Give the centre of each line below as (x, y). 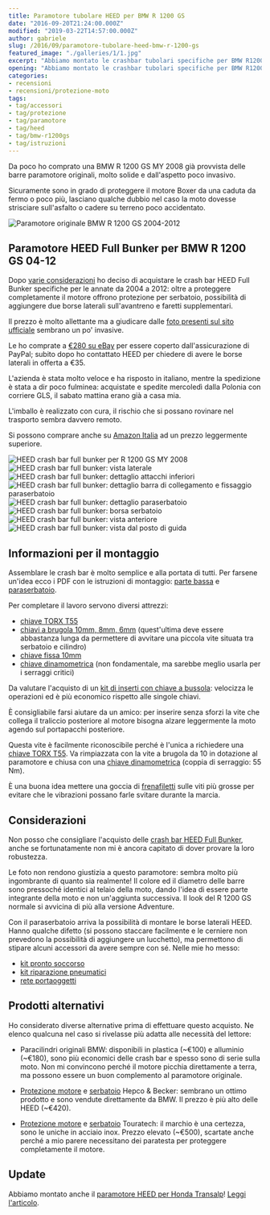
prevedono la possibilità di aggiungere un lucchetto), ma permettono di (126, 939)
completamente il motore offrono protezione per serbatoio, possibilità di (127, 297)
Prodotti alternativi (56, 1006)
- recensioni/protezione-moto (59, 91)
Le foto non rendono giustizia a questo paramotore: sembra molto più (123, 872)
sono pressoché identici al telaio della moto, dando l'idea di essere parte (129, 889)
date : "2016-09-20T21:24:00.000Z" (66, 23)
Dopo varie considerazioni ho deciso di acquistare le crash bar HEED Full (129, 280)
